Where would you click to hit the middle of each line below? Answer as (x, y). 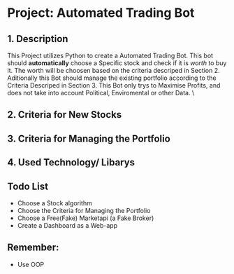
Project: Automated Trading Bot (101, 13)
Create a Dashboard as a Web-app (67, 225)
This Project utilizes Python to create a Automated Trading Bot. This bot (110, 55)
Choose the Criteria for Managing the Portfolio (84, 210)
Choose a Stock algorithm (54, 203)
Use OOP (31, 264)
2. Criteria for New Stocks (65, 115)
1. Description (38, 39)
